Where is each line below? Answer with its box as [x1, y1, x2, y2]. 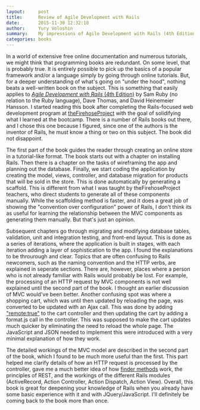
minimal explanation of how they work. [6, 335, 101, 342]
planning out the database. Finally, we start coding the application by [6, 165, 176, 173]
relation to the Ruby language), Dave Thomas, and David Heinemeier [6, 97, 174, 104]
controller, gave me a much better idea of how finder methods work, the [6, 365, 183, 373]
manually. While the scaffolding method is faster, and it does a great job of [6, 197, 189, 204]
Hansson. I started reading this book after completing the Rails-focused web [6, 104, 193, 110]
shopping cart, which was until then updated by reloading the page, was [6, 297, 183, 304]
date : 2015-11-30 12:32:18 [6, 20, 89, 26]
